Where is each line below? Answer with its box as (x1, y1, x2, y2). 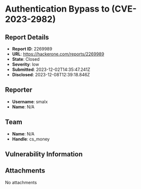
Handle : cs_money (12, 136, 50, 142)
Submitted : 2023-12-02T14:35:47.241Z (12, 67, 91, 72)
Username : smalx (12, 99, 48, 104)
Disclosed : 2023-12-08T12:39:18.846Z (12, 72, 90, 77)
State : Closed (12, 56, 40, 62)
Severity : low (12, 62, 39, 67)
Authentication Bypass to (5, 3, 110, 15)
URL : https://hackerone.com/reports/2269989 (12, 51, 104, 57)
